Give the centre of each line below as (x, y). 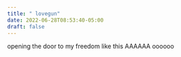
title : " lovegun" (34, 14)
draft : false (26, 26)
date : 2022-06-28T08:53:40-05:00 (55, 20)
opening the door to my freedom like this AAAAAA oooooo (91, 47)
